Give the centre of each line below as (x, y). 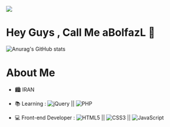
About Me (31, 73)
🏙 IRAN (24, 89)
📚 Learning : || (44, 103)
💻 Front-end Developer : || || (73, 118)
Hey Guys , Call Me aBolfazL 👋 (81, 33)
